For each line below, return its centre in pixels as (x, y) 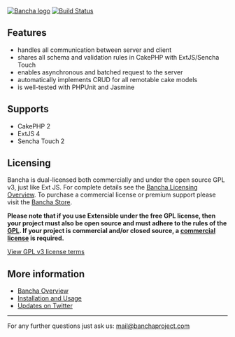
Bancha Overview (43, 291)
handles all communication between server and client (94, 50)
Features (27, 33)
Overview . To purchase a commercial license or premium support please (112, 195)
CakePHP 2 (34, 126)
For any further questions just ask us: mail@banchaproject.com (99, 326)
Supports (28, 109)
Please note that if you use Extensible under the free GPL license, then (112, 216)
